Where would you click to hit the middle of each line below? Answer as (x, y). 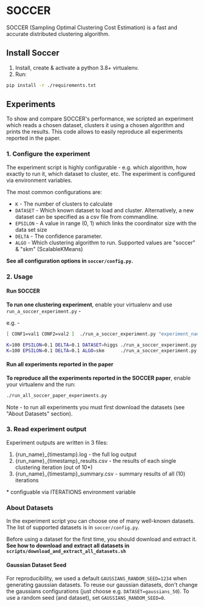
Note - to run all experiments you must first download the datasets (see (96, 407)
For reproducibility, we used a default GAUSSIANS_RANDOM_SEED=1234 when (97, 578)
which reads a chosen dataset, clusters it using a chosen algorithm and (95, 125)
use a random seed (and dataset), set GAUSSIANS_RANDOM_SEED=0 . (86, 598)
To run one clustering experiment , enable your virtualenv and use (89, 304)
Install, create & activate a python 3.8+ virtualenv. (77, 68)
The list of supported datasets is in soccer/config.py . (73, 527)
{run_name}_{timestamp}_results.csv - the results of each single (96, 460)
